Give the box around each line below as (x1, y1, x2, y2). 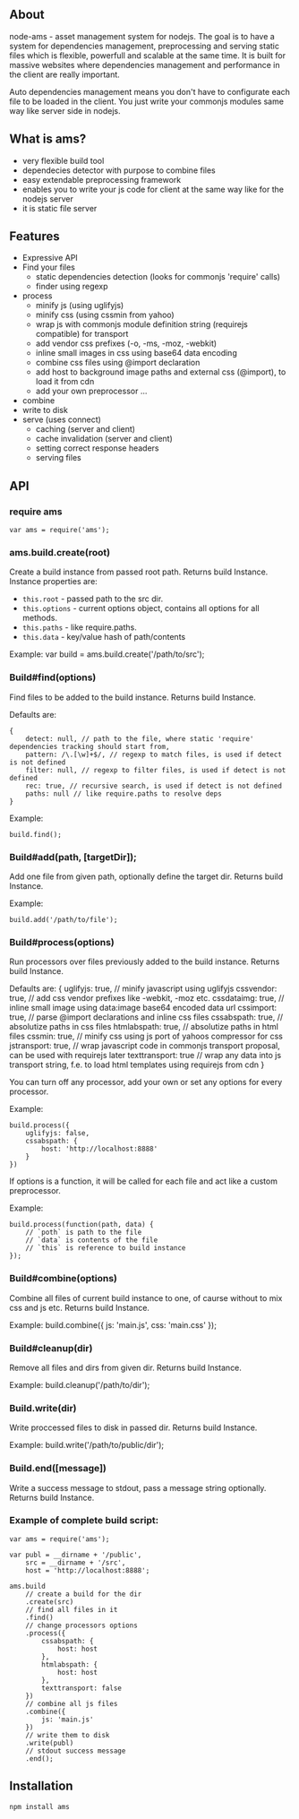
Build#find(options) (9, 671, 97, 684)
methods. (21, 613, 58, 624)
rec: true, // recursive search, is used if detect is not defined (25, 781, 282, 790)
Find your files (21, 262, 76, 272)
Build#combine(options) (9, 1272, 118, 1285)
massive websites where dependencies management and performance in (9, 59, 280, 70)
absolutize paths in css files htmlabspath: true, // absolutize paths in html (9, 1022, 279, 1032)
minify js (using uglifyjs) (35, 300, 124, 311)
